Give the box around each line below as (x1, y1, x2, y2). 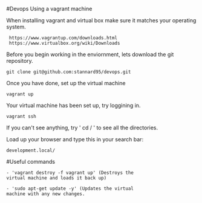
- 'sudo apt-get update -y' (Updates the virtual (6, 185, 134, 192)
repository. (6, 57, 33, 64)
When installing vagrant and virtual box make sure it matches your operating (6, 17, 197, 24)
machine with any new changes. (6, 191, 85, 197)
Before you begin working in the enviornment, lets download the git (6, 51, 174, 58)
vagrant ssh (6, 114, 36, 120)
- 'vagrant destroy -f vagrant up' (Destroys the (6, 170, 134, 176)
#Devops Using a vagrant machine (6, 5, 93, 12)
